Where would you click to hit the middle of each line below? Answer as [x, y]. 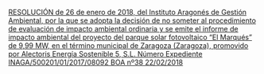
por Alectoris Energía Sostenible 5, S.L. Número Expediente [105, 54]
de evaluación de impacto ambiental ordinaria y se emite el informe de [123, 29]
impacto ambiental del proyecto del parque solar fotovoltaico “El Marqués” [130, 37]
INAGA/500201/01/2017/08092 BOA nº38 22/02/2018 [96, 62]
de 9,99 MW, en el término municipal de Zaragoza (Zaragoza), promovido [128, 46]
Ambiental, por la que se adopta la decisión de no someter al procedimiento [132, 20]
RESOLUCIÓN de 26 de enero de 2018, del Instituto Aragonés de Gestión [128, 12]
